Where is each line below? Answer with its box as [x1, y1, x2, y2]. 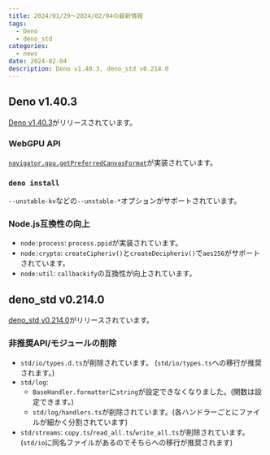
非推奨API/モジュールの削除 [8, 338, 117, 349]
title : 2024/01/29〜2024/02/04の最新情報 [8, 11, 144, 20]
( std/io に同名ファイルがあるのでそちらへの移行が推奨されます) [20, 437, 233, 447]
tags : [8, 19, 27, 28]
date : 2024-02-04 [8, 58, 67, 66]
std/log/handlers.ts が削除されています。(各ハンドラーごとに [32, 407, 239, 417]
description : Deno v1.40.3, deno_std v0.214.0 [8, 65, 169, 73]
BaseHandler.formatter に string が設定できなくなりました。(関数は [32, 387, 255, 396]
